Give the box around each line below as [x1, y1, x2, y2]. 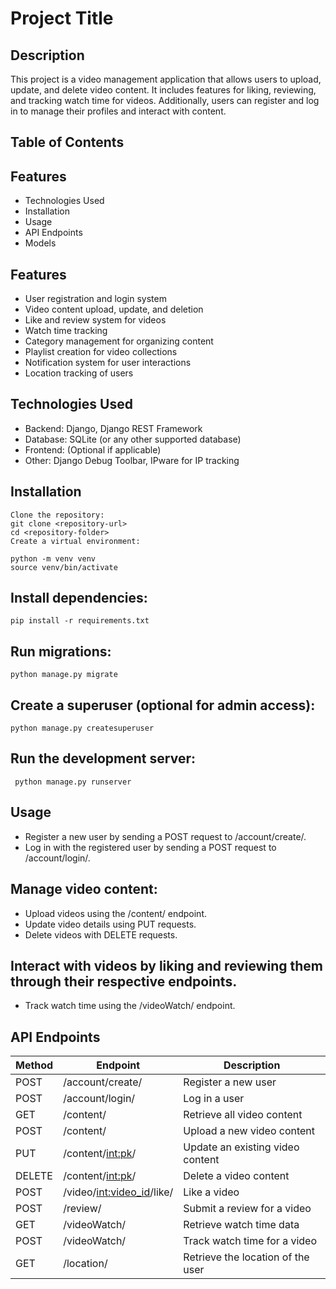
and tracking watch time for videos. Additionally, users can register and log [10, 95, 320, 106]
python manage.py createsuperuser [10, 723, 155, 734]
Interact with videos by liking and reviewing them [10, 957, 323, 974]
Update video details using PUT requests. [24, 918, 197, 930]
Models [24, 237, 57, 249]
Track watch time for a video [183, 1234, 317, 1248]
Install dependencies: [10, 590, 148, 607]
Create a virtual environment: [10, 536, 141, 546]
